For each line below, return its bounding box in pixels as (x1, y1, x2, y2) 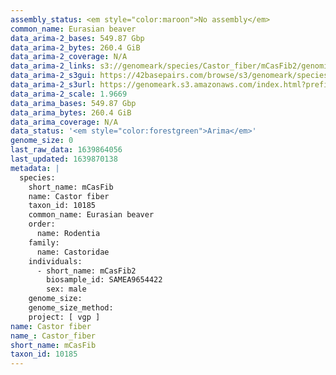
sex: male (46, 284, 87, 295)
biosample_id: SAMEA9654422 (46, 275, 163, 285)
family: (28, 237, 60, 248)
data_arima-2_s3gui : (10, 71, 97, 81)
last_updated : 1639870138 (10, 154, 118, 164)
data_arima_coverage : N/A (10, 117, 118, 127)
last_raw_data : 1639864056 (10, 145, 123, 155)
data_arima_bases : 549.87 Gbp (10, 98, 137, 108)
